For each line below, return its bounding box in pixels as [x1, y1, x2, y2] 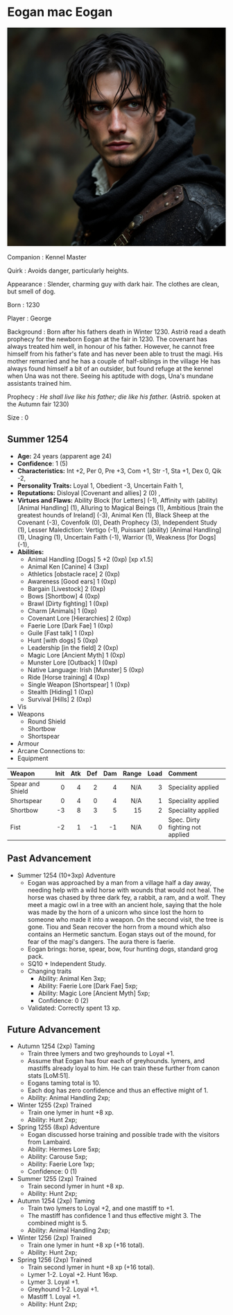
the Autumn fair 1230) [7, 399, 69, 408]
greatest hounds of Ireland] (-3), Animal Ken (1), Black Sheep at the [17, 510, 209, 519]
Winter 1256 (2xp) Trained [17, 1234, 92, 1242]
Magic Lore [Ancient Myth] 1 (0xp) [27, 651, 126, 659]
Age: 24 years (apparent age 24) [17, 452, 112, 460]
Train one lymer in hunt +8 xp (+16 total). [27, 1241, 144, 1249]
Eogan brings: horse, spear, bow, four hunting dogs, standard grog [27, 945, 218, 953]
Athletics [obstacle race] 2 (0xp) [27, 569, 120, 578]
